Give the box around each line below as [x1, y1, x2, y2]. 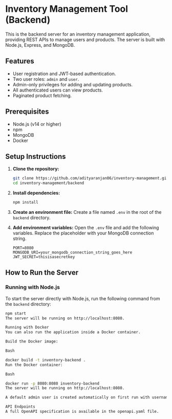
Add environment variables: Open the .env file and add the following [12, 225, 159, 230]
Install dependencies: [12, 190, 60, 196]
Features [5, 57, 34, 66]
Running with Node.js [5, 284, 60, 291]
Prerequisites [5, 107, 49, 116]
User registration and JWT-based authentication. [12, 70, 116, 77]
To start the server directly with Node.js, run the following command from [5, 295, 160, 301]
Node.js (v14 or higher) [12, 121, 61, 127]
